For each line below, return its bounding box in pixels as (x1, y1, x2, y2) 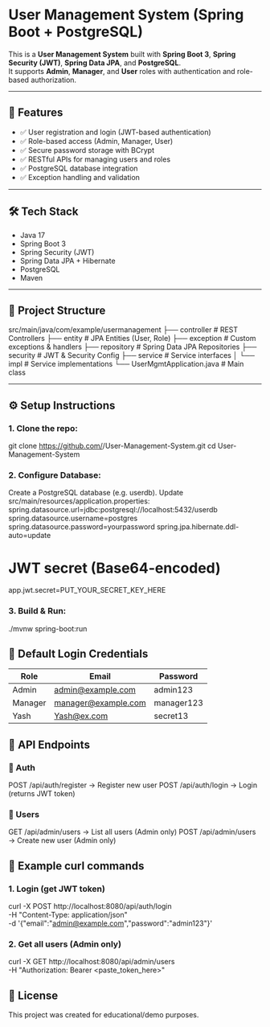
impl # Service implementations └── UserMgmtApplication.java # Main (8, 359, 244, 369)
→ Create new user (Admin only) (8, 836, 117, 845)
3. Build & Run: (8, 606, 67, 617)
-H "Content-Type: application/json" (8, 910, 128, 920)
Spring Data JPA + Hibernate (19, 256, 116, 265)
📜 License (8, 988, 59, 1002)
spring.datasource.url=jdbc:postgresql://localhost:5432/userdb (8, 505, 219, 515)
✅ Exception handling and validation (19, 172, 141, 182)
